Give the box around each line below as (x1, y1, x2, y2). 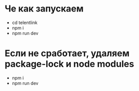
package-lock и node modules (5, 58, 134, 70)
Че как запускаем (5, 3, 84, 14)
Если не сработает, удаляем (5, 48, 130, 59)
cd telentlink (12, 19, 38, 25)
